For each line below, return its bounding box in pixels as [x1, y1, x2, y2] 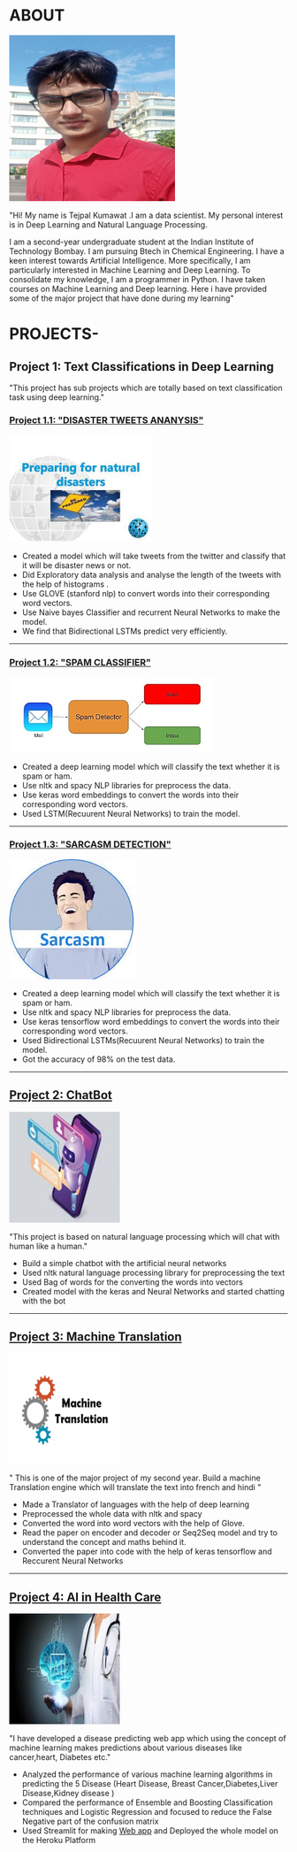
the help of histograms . [21, 579, 109, 589]
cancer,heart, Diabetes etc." [9, 1752, 111, 1763]
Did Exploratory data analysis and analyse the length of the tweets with [21, 570, 281, 580]
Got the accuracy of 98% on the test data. [21, 1054, 176, 1064]
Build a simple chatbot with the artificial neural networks [21, 1257, 227, 1268]
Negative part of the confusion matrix [21, 1816, 159, 1827]
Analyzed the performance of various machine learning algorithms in [21, 1769, 273, 1779]
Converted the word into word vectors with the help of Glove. [21, 1518, 245, 1529]
